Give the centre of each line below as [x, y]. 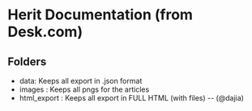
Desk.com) [45, 32]
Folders [27, 62]
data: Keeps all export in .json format [81, 81]
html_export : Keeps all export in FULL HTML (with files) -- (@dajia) [132, 98]
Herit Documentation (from [100, 15]
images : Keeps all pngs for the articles [84, 89]
